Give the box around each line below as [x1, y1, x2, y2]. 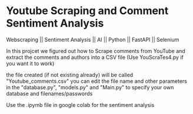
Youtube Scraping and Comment [6, 4, 169, 18]
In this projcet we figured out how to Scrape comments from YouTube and [6, 47, 185, 54]
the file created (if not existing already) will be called [6, 71, 134, 78]
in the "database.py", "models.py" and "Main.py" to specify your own [6, 83, 174, 90]
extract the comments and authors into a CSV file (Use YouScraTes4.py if [6, 53, 184, 61]
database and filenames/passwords [6, 90, 93, 97]
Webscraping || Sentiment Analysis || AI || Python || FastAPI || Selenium [6, 36, 179, 43]
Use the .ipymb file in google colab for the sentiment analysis [6, 101, 155, 108]
